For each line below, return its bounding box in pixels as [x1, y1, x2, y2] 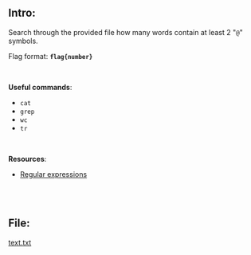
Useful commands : [8, 82, 73, 92]
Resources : [8, 154, 47, 163]
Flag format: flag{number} [8, 51, 93, 61]
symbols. [8, 36, 38, 45]
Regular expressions [19, 169, 88, 178]
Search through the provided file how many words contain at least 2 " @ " [8, 27, 243, 37]
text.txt [8, 237, 32, 247]
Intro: [8, 6, 36, 20]
